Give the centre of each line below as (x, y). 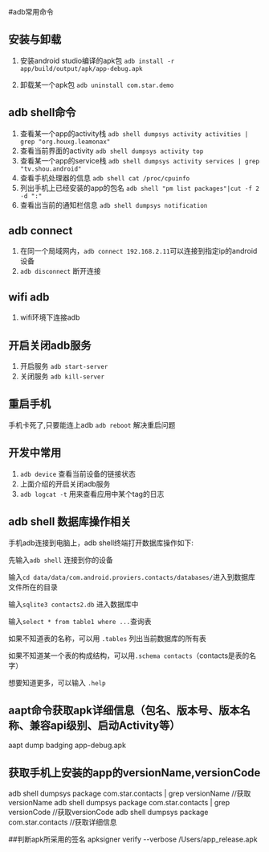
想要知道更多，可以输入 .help (57, 682)
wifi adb (29, 297)
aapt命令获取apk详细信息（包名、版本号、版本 (124, 710)
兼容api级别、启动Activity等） (105, 725)
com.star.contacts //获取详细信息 (63, 822)
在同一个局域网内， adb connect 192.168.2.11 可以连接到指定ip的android (139, 251)
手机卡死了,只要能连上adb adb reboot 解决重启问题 (92, 424)
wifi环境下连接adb (50, 317)
